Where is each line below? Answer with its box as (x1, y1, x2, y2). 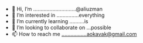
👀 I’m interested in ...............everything (11, 12, 105, 19)
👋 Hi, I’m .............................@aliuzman (11, 6, 103, 12)
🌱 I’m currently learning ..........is (11, 18, 88, 24)
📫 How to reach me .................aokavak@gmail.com (11, 31, 137, 37)
